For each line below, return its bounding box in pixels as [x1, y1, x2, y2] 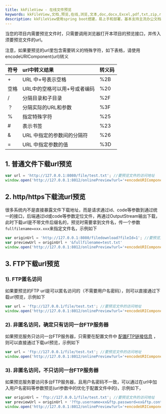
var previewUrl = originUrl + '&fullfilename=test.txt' [5, 240, 123, 245]
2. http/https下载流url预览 [5, 193, 86, 201]
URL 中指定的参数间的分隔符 [22, 132, 88, 139]
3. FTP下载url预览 [5, 259, 60, 268]
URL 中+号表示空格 [22, 76, 67, 83]
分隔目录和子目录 [22, 95, 63, 102]
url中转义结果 [22, 66, 54, 73]
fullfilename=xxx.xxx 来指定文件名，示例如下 [5, 225, 97, 231]
